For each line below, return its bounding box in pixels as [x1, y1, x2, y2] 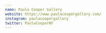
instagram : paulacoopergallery [5, 16, 69, 21]
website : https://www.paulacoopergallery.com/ [5, 12, 102, 16]
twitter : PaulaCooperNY [5, 20, 54, 26]
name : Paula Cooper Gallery [5, 7, 63, 12]
